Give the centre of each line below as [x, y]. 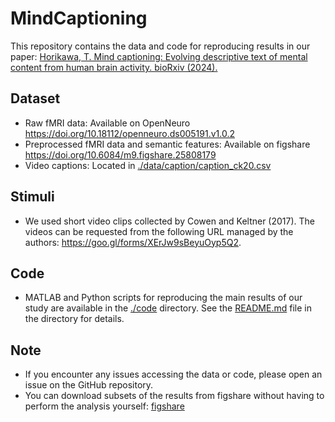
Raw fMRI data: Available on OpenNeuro [107, 123]
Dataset [35, 98]
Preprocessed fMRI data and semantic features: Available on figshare [167, 144]
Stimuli [32, 197]
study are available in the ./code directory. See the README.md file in [168, 308]
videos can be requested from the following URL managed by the [159, 231]
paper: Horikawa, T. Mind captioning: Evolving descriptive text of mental [159, 56]
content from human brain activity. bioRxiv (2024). [114, 67]
